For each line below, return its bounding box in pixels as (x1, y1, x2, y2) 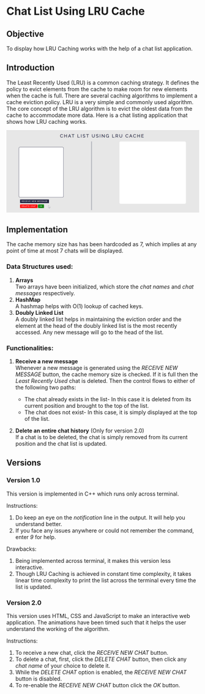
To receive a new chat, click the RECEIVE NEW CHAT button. (15, 649, 169, 656)
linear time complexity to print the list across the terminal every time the (15, 576, 196, 584)
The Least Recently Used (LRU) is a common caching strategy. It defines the (6, 78, 199, 86)
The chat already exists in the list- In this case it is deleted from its (24, 396, 192, 403)
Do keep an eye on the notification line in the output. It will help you (15, 513, 185, 521)
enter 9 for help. (15, 533, 56, 540)
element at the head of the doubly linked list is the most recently (15, 322, 177, 329)
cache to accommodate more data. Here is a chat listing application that (6, 111, 188, 119)
